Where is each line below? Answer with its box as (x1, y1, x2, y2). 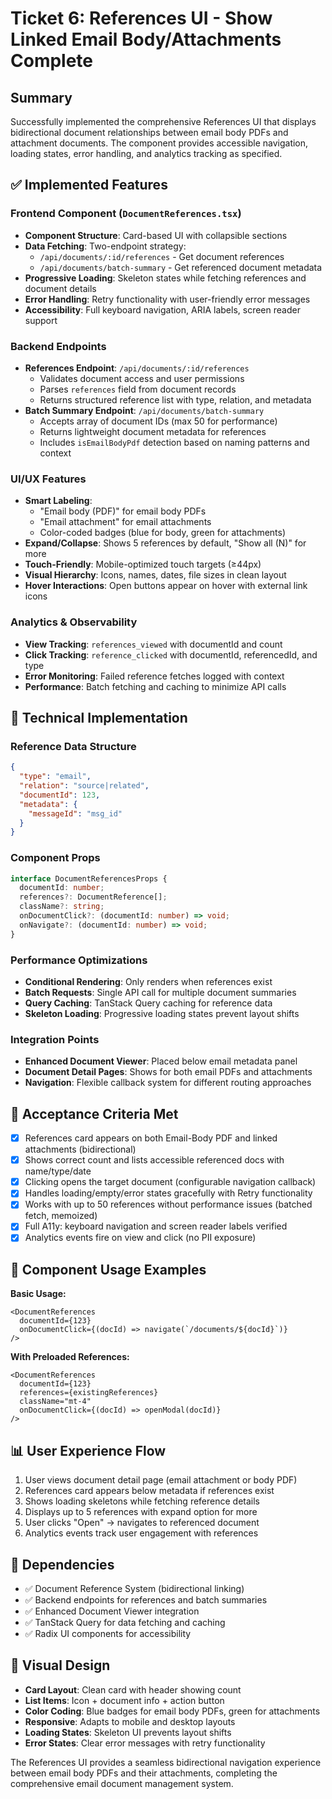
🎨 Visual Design (10, 1657, 111, 1674)
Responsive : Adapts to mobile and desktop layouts (24, 1715, 236, 1727)
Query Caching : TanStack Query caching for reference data (24, 997, 273, 1009)
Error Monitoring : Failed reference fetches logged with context (24, 670, 285, 682)
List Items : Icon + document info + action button (24, 1694, 225, 1706)
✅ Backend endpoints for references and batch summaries (24, 1593, 268, 1606)
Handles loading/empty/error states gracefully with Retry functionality (24, 1187, 313, 1199)
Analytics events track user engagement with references (24, 1527, 259, 1539)
